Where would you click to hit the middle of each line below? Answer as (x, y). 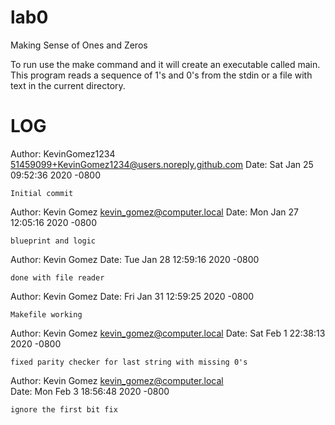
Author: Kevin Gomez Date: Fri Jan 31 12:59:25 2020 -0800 (132, 296)
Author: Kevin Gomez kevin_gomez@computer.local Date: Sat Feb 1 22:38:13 (168, 333)
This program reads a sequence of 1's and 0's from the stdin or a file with (161, 75)
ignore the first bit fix (64, 409)
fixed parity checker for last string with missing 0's (129, 362)
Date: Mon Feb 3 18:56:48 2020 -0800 (90, 391)
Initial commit (42, 193)
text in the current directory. (68, 85)
